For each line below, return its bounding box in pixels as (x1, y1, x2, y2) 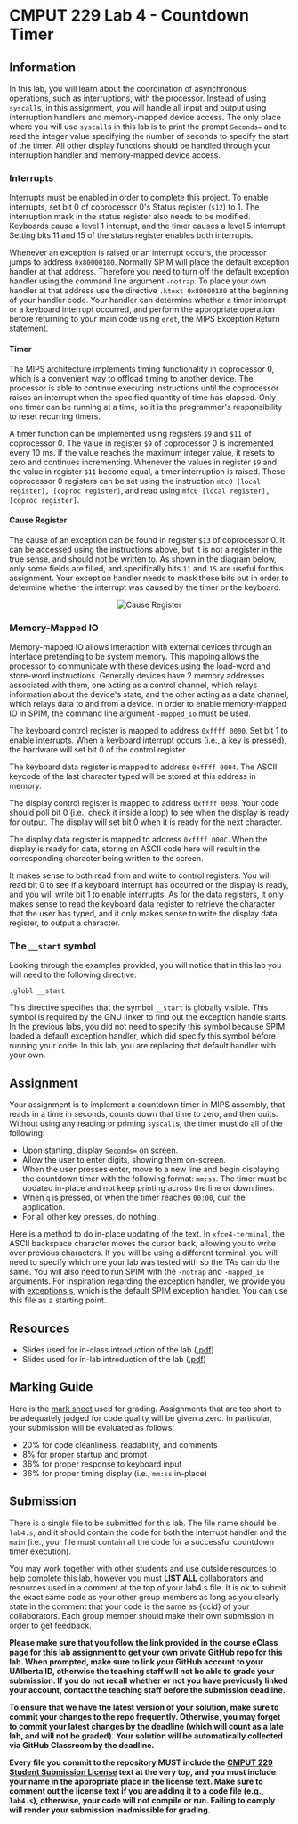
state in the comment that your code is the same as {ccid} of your (9, 1601, 250, 1612)
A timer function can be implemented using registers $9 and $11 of (9, 428, 252, 439)
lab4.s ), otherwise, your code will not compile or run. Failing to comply (9, 1795, 276, 1805)
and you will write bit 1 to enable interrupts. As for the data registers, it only (9, 889, 285, 900)
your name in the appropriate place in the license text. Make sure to (9, 1776, 264, 1787)
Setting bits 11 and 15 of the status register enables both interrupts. (9, 230, 254, 241)
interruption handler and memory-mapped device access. (9, 150, 221, 160)
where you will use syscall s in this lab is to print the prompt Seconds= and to (9, 121, 287, 132)
